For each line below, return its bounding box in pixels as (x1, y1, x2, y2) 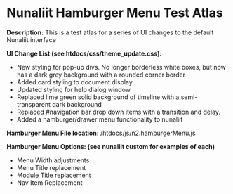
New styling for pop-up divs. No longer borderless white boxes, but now (16, 63, 226, 71)
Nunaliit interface (6, 35, 57, 44)
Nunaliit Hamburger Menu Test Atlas (6, 5, 224, 21)
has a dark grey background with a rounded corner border (16, 70, 186, 79)
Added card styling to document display (16, 77, 133, 86)
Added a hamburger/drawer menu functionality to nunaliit (16, 115, 183, 124)
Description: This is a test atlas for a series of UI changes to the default (6, 28, 214, 37)
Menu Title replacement (16, 163, 86, 172)
